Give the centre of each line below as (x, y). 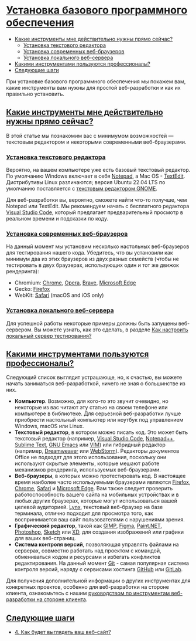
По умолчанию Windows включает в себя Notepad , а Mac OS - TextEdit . (96, 176)
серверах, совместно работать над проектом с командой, (88, 551)
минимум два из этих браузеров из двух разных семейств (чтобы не (93, 259)
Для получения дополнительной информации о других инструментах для (98, 581)
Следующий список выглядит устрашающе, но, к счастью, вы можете (94, 377)
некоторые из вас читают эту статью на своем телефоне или (91, 408)
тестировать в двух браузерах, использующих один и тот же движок (93, 265)
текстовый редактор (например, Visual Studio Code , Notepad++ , (95, 439)
